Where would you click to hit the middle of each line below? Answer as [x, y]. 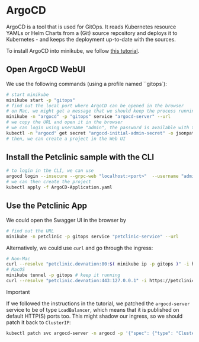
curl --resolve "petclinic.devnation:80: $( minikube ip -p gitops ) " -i [98, 264]
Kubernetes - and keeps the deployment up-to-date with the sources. [91, 39]
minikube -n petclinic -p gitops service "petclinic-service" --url [92, 236]
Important [18, 292]
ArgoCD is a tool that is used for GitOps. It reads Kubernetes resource [91, 27]
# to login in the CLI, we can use [50, 171]
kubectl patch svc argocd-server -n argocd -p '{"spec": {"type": [90, 333]
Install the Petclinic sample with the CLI [80, 157]
